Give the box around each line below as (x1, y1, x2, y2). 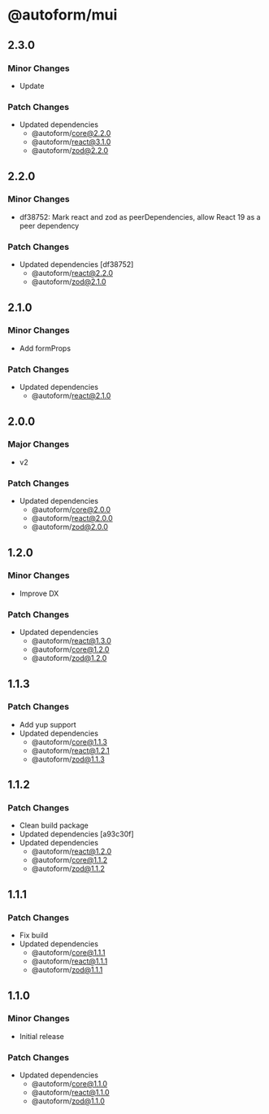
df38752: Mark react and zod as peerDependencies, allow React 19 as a (19, 212, 261, 221)
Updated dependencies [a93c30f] (19, 829, 135, 839)
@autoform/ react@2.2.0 (31, 269, 113, 278)
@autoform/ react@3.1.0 (31, 137, 111, 147)
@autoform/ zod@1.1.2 (31, 864, 105, 874)
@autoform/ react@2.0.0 (31, 513, 113, 523)
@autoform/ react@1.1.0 (31, 1088, 111, 1098)
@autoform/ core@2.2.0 (31, 129, 111, 138)
